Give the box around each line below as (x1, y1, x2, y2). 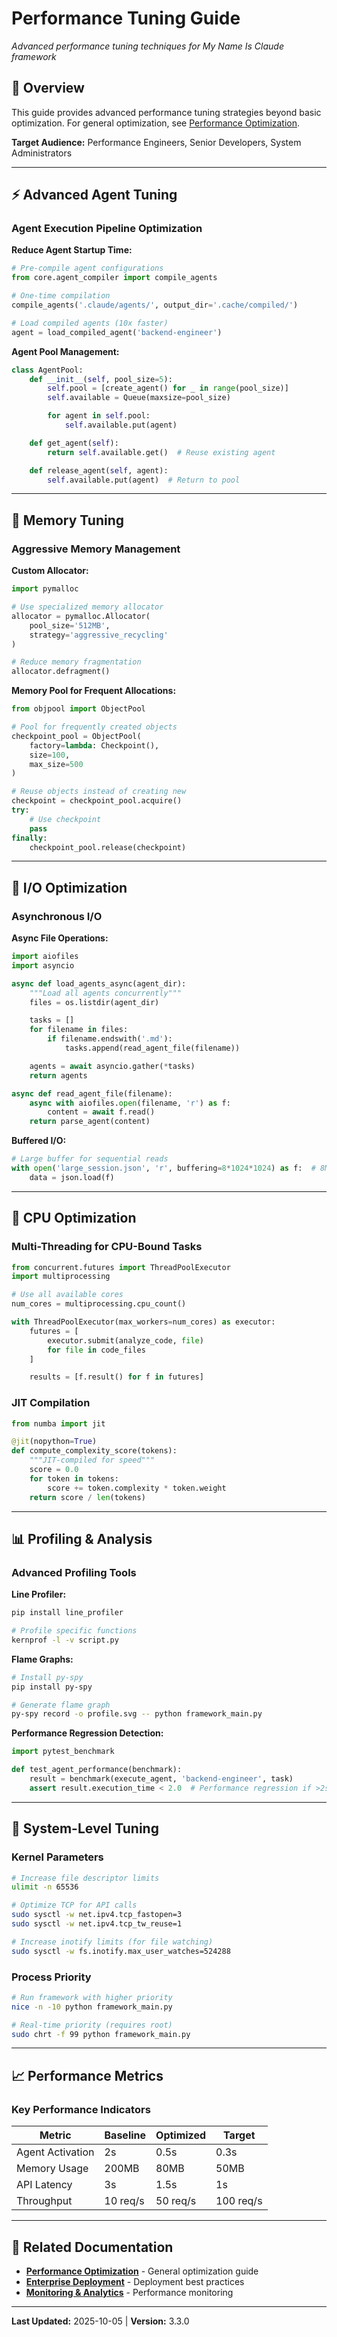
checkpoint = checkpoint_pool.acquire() (11, 796, 183, 806)
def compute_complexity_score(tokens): (11, 1446, 178, 1456)
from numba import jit (11, 1418, 106, 1429)
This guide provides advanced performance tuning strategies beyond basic (11, 106, 322, 118)
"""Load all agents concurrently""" (29, 988, 183, 998)
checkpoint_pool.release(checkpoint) (29, 842, 187, 852)
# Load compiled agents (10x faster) (11, 318, 169, 328)
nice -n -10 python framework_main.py (11, 2002, 173, 2012)
